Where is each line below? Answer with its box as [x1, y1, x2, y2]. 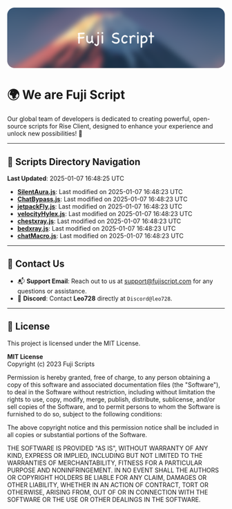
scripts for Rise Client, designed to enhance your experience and [28, 122, 213, 131]
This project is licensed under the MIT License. [7, 339, 141, 347]
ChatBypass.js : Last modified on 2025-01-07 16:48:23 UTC [17, 195, 188, 204]
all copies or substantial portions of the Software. [7, 430, 147, 439]
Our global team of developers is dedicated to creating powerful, [7, 115, 191, 123]
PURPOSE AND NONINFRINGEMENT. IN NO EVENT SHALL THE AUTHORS [7, 465, 220, 474]
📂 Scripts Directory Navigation [7, 156, 141, 168]
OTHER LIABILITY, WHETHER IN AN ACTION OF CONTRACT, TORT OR [7, 481, 209, 489]
